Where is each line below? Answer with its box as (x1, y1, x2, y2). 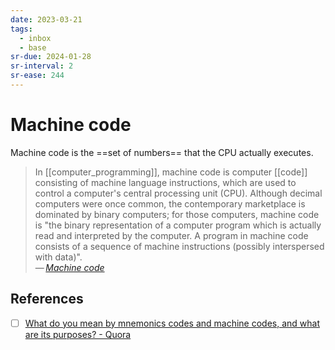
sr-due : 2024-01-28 (10, 52, 92, 62)
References (10, 291, 84, 308)
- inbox (19, 33, 52, 43)
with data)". (34, 251, 83, 263)
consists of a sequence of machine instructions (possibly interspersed (34, 240, 325, 252)
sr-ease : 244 (10, 71, 65, 81)
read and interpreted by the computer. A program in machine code (34, 229, 309, 241)
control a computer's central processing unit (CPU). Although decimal (34, 187, 323, 199)
